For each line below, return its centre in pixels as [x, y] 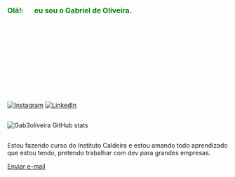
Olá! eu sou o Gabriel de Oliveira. [69, 10]
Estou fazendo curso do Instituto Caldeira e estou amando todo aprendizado [117, 146]
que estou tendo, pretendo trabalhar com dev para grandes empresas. [109, 153]
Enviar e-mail [26, 167]
